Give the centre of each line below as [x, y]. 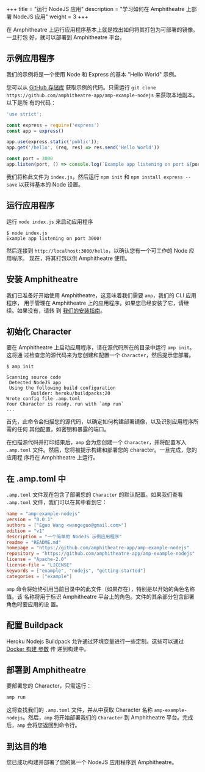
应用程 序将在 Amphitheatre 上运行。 [52, 458]
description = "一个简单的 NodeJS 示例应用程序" [64, 536]
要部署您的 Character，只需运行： [49, 686]
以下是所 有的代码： [31, 102]
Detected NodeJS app [35, 383]
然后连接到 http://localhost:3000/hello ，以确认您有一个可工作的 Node [97, 250]
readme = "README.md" [34, 542]
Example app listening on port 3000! [54, 238]
